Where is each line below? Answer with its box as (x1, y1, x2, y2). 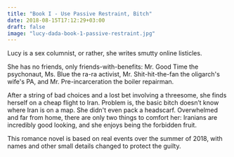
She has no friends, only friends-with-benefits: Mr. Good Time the (7, 62, 199, 71)
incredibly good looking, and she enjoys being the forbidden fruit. (7, 121, 197, 130)
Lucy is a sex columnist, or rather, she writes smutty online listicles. (7, 49, 202, 57)
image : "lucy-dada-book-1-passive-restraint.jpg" (7, 29, 156, 37)
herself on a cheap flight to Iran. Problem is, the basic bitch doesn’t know (7, 99, 219, 107)
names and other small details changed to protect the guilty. (7, 142, 181, 151)
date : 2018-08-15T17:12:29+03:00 (7, 17, 105, 24)
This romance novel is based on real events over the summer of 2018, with (7, 135, 223, 143)
